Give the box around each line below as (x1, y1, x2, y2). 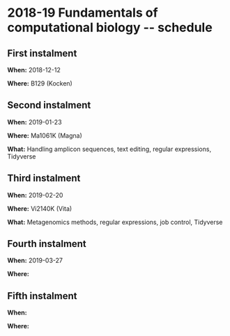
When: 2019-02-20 (7, 191, 63, 199)
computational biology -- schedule (7, 19, 213, 35)
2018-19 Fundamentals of (7, 5, 158, 21)
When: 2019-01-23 (7, 118, 62, 126)
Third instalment (7, 173, 81, 184)
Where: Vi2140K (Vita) (7, 204, 72, 213)
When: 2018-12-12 (7, 66, 61, 74)
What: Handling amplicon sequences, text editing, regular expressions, (7, 145, 211, 153)
